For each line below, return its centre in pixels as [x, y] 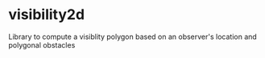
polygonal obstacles [42, 44]
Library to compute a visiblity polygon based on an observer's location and [133, 37]
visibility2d [47, 15]
